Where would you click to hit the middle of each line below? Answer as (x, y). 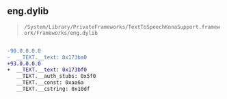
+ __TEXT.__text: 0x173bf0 (47, 70)
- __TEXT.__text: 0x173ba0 (47, 57)
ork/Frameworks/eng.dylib (61, 33)
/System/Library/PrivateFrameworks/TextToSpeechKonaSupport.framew (122, 27)
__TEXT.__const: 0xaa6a (50, 83)
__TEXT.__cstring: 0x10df (53, 89)
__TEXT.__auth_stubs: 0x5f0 (56, 76)
